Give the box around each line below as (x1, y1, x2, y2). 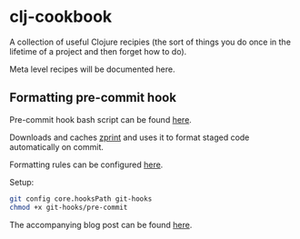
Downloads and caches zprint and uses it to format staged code (9, 132, 250, 143)
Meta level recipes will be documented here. (9, 64, 175, 75)
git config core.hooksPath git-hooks (9, 194, 153, 204)
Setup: (9, 176, 35, 187)
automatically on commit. (9, 141, 105, 152)
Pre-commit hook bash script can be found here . (9, 114, 193, 124)
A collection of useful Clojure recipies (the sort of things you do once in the (9, 36, 291, 47)
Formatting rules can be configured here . (9, 159, 164, 170)
